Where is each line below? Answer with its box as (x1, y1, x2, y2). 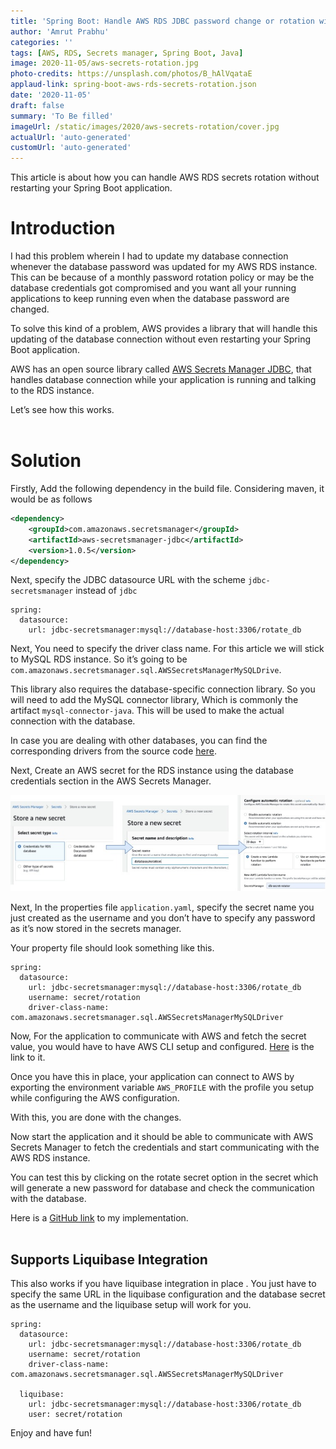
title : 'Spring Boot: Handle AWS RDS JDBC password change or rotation (10, 16, 315, 26)
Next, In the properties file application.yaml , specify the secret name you (10, 901, 315, 913)
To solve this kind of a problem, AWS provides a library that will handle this (10, 323, 318, 335)
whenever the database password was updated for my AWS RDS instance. (10, 261, 318, 273)
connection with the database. (10, 715, 136, 727)
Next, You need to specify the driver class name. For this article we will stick (10, 643, 325, 655)
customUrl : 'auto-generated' (10, 143, 132, 153)
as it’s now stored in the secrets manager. (10, 922, 182, 934)
